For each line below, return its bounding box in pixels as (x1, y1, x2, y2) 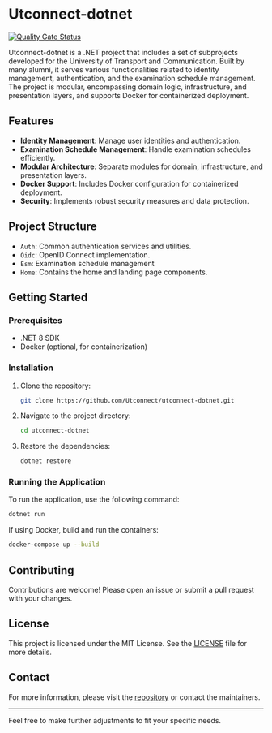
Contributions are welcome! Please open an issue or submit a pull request (8, 585, 255, 595)
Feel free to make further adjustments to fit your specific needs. (8, 715, 221, 725)
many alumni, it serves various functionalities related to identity (8, 64, 219, 74)
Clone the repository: (19, 381, 91, 390)
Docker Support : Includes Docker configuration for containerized (19, 179, 239, 188)
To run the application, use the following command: (8, 494, 180, 504)
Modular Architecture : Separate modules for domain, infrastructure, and (19, 162, 263, 171)
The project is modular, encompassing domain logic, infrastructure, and (8, 82, 247, 92)
